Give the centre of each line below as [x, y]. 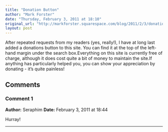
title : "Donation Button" [32, 10]
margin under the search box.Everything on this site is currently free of [89, 53]
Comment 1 [19, 99]
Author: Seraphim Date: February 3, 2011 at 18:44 [56, 110]
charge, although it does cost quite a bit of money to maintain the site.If [79, 58]
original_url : [20, 24]
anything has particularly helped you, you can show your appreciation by [80, 64]
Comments [23, 84]
